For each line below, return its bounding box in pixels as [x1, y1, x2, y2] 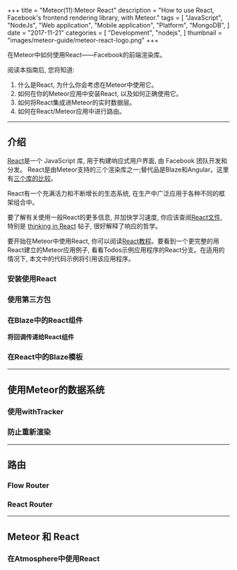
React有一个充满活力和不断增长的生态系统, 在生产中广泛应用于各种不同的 [7, 189, 219, 197]
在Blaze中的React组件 [7, 315, 83, 325]
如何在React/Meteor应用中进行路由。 [17, 107, 126, 115]
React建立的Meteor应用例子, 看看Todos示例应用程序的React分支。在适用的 [7, 245, 225, 254]
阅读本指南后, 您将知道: [7, 66, 75, 73]
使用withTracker [7, 406, 64, 416]
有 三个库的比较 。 [7, 174, 57, 182]
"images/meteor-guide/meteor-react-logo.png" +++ [7, 36, 159, 44]
